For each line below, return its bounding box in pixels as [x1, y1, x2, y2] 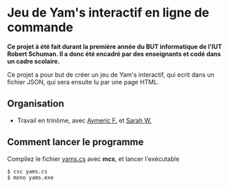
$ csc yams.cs [7, 168, 48, 175]
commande [7, 19, 74, 35]
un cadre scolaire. [7, 57, 60, 65]
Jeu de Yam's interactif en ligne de [7, 5, 210, 21]
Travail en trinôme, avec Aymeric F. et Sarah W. [17, 116, 152, 124]
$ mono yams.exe [7, 174, 54, 181]
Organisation [7, 98, 64, 110]
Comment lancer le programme [7, 136, 144, 148]
